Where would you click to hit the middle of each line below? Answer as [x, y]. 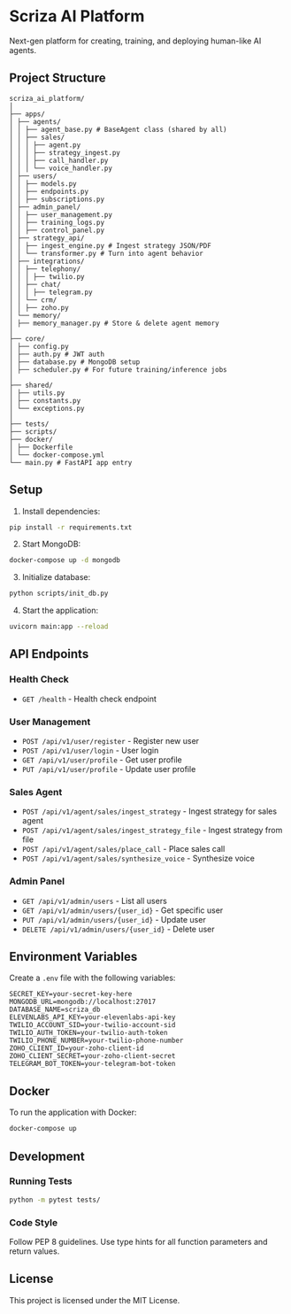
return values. [34, 1251]
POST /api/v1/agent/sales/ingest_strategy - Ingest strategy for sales [149, 811]
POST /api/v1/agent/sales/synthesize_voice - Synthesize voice [138, 858]
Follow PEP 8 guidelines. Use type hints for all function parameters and [138, 1242]
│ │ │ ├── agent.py [45, 145]
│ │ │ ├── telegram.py [51, 292]
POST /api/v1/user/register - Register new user [111, 741]
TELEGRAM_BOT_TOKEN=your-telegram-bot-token [92, 1064]
